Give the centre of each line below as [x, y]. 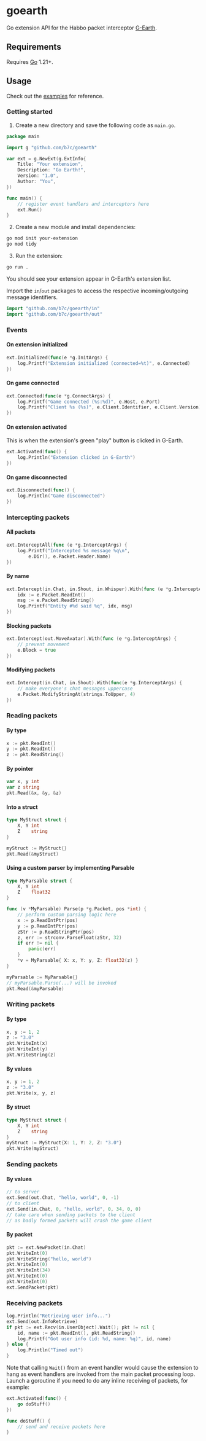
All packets [21, 532]
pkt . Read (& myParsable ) [35, 989]
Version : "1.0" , [38, 176]
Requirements [34, 47]
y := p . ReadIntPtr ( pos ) [48, 926]
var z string [23, 787]
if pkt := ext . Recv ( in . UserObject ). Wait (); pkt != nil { [81, 1327]
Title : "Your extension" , [51, 164]
